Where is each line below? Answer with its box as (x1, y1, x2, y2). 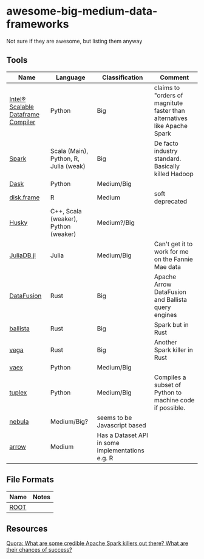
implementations (97, 446, 144, 455)
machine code (154, 396, 195, 404)
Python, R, (50, 154, 80, 163)
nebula (9, 417, 29, 425)
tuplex (9, 388, 27, 397)
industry (154, 146, 178, 155)
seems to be (97, 413, 132, 422)
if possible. (154, 404, 186, 412)
